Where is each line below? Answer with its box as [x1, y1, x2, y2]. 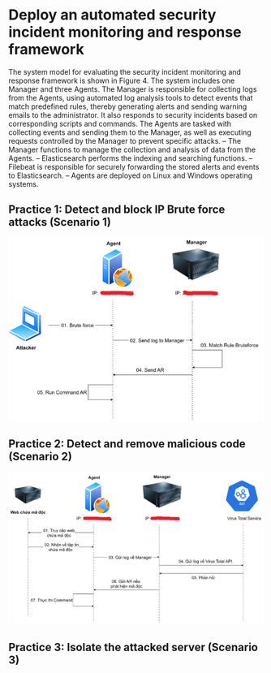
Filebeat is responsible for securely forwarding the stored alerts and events [8, 162, 260, 171]
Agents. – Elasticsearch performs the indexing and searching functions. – [8, 153, 253, 163]
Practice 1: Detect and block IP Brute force [8, 203, 226, 217]
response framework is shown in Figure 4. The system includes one [8, 75, 235, 85]
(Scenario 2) [8, 450, 73, 464]
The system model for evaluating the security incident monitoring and [8, 67, 242, 76]
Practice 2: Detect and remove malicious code [8, 437, 246, 451]
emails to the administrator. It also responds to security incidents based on [8, 110, 258, 119]
